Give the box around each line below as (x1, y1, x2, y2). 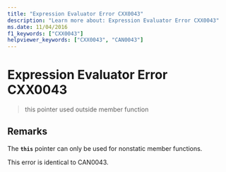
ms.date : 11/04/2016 (7, 23, 69, 30)
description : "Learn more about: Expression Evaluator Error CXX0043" (7, 17, 220, 24)
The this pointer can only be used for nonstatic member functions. (7, 144, 203, 152)
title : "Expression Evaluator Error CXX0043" (7, 10, 143, 18)
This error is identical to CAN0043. (7, 158, 109, 166)
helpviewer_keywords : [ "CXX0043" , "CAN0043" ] (7, 37, 143, 44)
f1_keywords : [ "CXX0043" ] (7, 30, 83, 37)
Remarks (7, 125, 48, 137)
